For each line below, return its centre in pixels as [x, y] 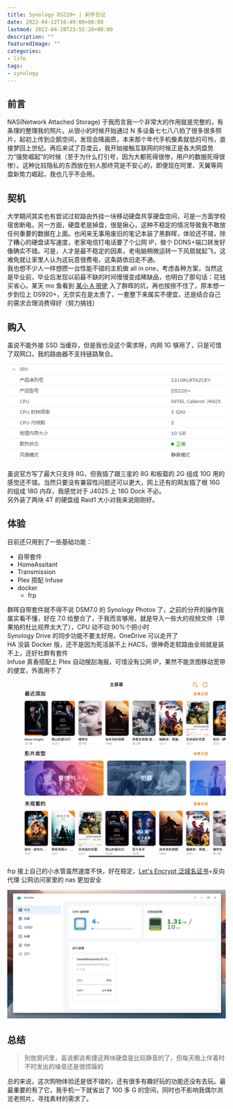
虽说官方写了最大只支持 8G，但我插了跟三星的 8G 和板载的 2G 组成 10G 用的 [116, 473]
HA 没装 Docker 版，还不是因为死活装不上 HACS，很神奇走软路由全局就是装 [115, 644]
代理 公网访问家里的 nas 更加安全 [54, 880]
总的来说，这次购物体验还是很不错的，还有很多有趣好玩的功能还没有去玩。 [113, 1081]
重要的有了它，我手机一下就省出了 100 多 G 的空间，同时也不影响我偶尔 [115, 1090]
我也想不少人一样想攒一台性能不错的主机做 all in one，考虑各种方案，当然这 [115, 268]
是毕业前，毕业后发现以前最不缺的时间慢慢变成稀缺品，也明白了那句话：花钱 [116, 277]
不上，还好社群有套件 [37, 652]
